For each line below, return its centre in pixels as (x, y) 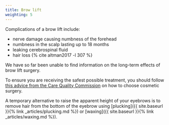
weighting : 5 (19, 15)
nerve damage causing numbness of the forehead (65, 39)
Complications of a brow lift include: (43, 29)
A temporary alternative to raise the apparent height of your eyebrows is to (83, 100)
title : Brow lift (23, 10)
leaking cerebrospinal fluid (40, 50)
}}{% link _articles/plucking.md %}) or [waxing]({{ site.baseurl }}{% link (79, 111)
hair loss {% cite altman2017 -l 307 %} (52, 55)
